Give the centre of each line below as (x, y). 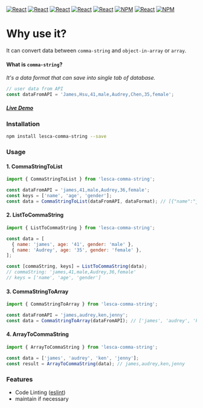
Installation (23, 124)
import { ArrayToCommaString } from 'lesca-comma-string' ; (82, 347)
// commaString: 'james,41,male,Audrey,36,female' (71, 272)
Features (20, 379)
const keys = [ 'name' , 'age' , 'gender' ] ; (59, 196)
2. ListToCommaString (35, 215)
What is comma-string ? (34, 64)
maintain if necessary (42, 398)
